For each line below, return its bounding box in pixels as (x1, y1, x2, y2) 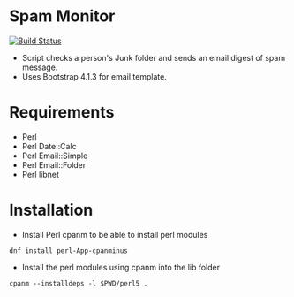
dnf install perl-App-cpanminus (9, 246, 128, 255)
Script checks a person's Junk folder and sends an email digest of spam (21, 52, 285, 63)
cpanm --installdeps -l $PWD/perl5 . (9, 278, 148, 288)
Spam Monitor (9, 6, 116, 27)
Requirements (9, 103, 115, 123)
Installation (9, 201, 94, 220)
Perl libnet (21, 169, 60, 179)
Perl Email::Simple (21, 150, 88, 161)
